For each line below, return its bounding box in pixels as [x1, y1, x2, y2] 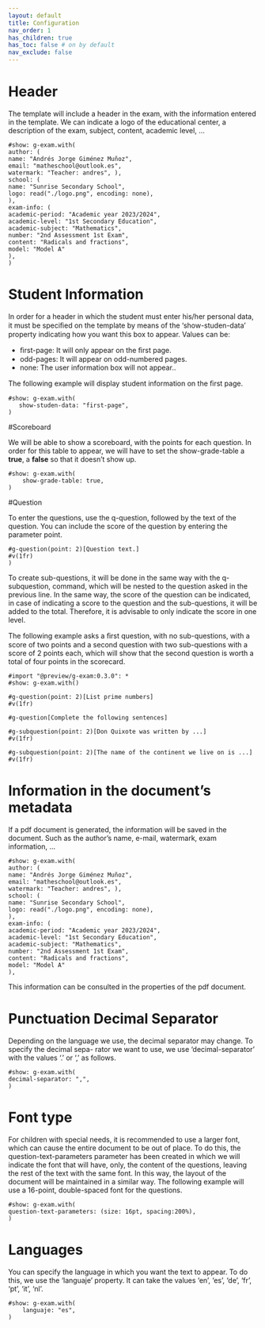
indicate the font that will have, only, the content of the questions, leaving [8, 1160, 248, 1169]
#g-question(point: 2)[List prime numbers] [8, 693, 154, 700]
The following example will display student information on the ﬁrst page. [8, 378, 244, 388]
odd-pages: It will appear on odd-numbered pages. [19, 354, 187, 363]
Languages [8, 1241, 83, 1258]
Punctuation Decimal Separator [8, 1010, 219, 1027]
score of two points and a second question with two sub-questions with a [8, 639, 248, 649]
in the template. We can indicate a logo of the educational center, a [8, 117, 227, 127]
